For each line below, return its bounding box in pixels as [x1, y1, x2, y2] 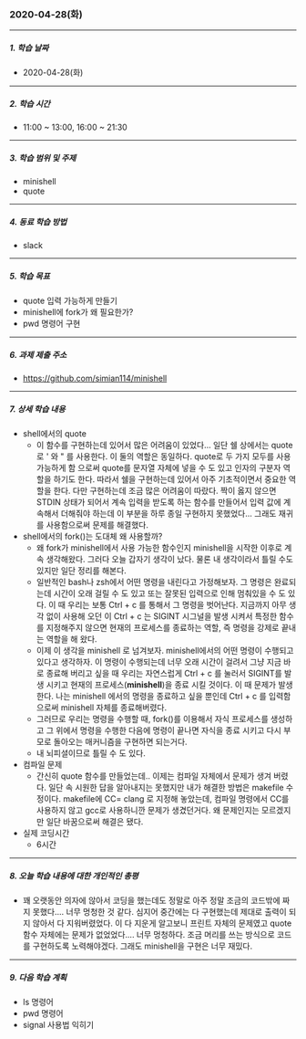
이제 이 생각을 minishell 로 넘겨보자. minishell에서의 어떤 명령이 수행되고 [36, 645, 294, 656]
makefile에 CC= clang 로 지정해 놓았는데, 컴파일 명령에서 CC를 [63, 793, 290, 804]
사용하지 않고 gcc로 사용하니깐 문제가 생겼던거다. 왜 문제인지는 [36, 805, 260, 816]
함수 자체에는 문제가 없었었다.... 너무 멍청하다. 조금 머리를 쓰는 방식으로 [22, 929, 275, 940]
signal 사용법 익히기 [22, 1020, 94, 1031]
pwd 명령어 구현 [22, 318, 81, 330]
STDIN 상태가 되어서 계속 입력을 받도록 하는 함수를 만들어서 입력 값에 [36, 497, 282, 508]
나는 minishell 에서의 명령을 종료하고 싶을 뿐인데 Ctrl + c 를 [56, 691, 267, 702]
